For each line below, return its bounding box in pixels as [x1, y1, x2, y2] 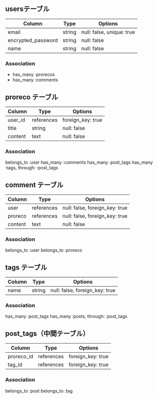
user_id [8, 116, 25, 123]
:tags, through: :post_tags [5, 165, 58, 171]
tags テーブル [5, 263, 47, 272]
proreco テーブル [5, 93, 58, 101]
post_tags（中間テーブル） [5, 329, 90, 338]
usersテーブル [5, 5, 50, 14]
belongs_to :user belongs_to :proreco [5, 247, 83, 253]
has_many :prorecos [12, 72, 55, 78]
